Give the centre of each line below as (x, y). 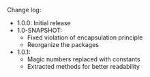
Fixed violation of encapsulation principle (85, 37)
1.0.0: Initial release (44, 23)
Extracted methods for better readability (83, 66)
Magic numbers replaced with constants (84, 59)
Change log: (24, 10)
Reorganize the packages (63, 45)
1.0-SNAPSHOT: (40, 30)
